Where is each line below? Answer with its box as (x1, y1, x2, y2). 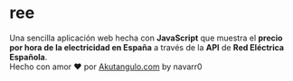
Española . (9, 51, 48, 62)
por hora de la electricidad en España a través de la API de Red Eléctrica (9, 41, 285, 52)
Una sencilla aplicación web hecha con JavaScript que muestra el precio (9, 32, 283, 43)
